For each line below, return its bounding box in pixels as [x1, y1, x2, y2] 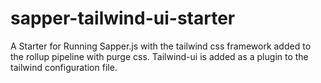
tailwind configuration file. [10, 61, 118, 73]
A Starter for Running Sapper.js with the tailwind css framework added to [10, 40, 312, 52]
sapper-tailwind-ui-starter [10, 7, 236, 30]
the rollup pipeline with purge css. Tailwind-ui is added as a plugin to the [10, 50, 309, 62]
